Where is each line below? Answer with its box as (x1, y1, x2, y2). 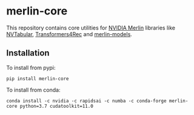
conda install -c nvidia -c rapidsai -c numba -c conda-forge (6, 98, 167, 104)
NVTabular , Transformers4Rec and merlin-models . (6, 30, 132, 37)
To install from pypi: (6, 64, 56, 71)
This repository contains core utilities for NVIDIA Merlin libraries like (6, 24, 176, 31)
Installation (6, 48, 50, 58)
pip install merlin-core (6, 75, 69, 82)
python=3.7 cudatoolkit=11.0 (19, 103, 94, 109)
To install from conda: (6, 86, 61, 93)
